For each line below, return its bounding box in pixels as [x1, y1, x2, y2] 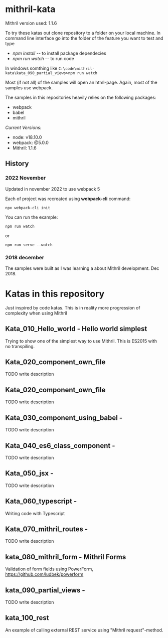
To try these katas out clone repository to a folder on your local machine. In [5, 30, 160, 36]
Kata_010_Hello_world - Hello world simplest [5, 325, 147, 333]
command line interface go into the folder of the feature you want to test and [5, 35, 163, 41]
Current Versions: [5, 124, 42, 130]
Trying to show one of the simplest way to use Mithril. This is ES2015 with [5, 338, 157, 344]
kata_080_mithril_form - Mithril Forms [5, 553, 126, 561]
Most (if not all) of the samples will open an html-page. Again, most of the [5, 79, 157, 85]
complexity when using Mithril [5, 310, 68, 316]
